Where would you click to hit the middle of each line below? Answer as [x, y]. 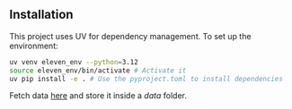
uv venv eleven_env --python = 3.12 [74, 62]
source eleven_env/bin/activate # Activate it [98, 71]
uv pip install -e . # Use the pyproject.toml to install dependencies [146, 79]
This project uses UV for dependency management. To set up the [130, 36]
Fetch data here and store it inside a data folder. [98, 96]
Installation [41, 15]
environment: [34, 46]
